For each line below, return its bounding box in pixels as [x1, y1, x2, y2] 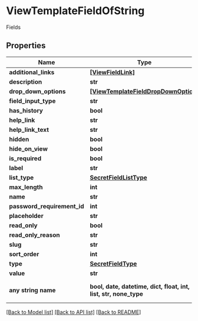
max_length [9, 183, 43, 191]
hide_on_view [9, 144, 48, 153]
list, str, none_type [90, 290, 143, 298]
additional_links [9, 68, 55, 76]
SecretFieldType [90, 259, 137, 267]
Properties [6, 41, 46, 51]
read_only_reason [9, 231, 60, 239]
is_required [9, 154, 42, 163]
